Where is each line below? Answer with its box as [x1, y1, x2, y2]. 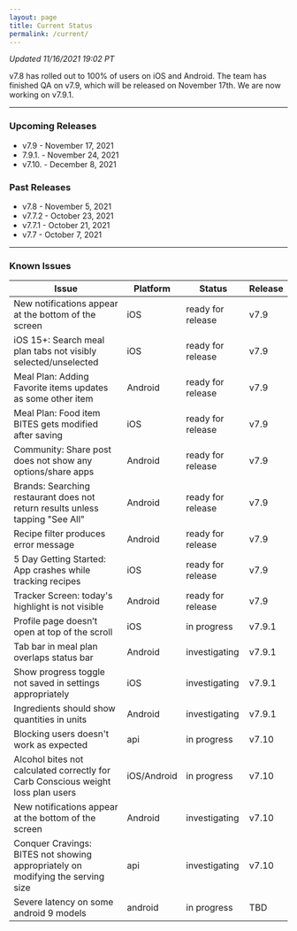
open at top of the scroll [13, 626, 113, 638]
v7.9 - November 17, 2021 [21, 140, 114, 150]
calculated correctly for [13, 765, 110, 777]
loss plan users [13, 787, 77, 799]
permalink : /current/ [9, 29, 89, 38]
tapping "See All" [13, 513, 86, 526]
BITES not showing [13, 849, 93, 861]
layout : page [9, 12, 57, 22]
